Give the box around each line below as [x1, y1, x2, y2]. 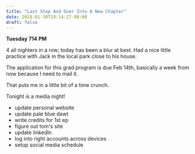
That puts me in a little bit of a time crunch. [6, 82, 109, 89]
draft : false [6, 19, 38, 25]
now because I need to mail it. [6, 71, 78, 78]
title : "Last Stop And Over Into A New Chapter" [6, 8, 127, 15]
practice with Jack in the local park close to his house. [6, 53, 137, 60]
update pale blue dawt [14, 110, 69, 117]
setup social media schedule [14, 141, 83, 149]
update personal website [14, 104, 75, 111]
